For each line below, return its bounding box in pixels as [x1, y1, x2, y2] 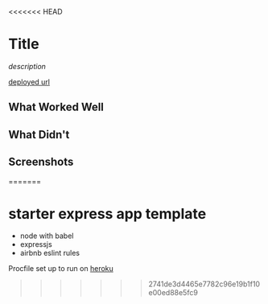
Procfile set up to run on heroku [8, 264, 114, 273]
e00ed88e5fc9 [148, 288, 199, 298]
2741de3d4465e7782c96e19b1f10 [148, 279, 260, 289]
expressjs [19, 240, 52, 249]
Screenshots [8, 155, 74, 169]
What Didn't [8, 128, 70, 142]
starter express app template [8, 204, 207, 223]
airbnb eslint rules [19, 249, 80, 258]
